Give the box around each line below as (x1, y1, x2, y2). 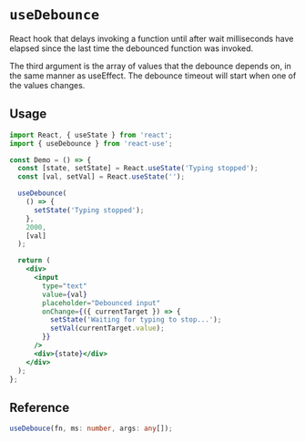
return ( (17, 256, 51, 265)
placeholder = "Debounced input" (42, 298, 161, 307)
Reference (9, 399, 70, 416)
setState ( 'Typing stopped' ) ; (33, 205, 145, 215)
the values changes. (9, 79, 86, 90)
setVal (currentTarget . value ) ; (49, 324, 166, 334)
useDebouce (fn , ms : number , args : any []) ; (9, 424, 173, 434)
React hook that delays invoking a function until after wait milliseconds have (9, 33, 294, 44)
